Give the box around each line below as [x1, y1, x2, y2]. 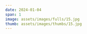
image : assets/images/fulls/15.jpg [5, 16, 80, 21]
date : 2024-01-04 [5, 7, 42, 12]
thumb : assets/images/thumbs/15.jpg [5, 21, 82, 26]
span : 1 [5, 12, 22, 17]
